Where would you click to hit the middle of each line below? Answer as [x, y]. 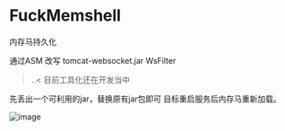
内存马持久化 [33, 41]
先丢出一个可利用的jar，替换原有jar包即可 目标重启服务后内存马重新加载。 [145, 99]
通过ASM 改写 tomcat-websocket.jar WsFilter [93, 60]
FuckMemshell [65, 16]
